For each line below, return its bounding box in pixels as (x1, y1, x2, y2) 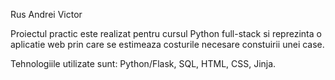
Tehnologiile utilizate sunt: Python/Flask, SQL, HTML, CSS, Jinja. (10, 58, 277, 69)
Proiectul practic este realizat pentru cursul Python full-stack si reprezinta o (10, 28, 322, 39)
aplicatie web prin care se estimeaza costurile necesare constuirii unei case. (10, 39, 325, 50)
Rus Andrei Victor (10, 9, 83, 20)
